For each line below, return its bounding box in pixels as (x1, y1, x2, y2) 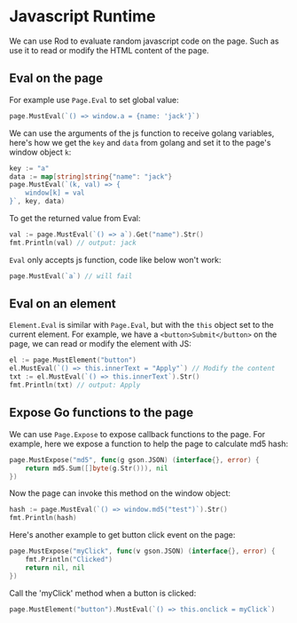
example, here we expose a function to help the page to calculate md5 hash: (9, 438, 289, 449)
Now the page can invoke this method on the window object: (9, 488, 231, 499)
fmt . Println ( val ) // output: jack (9, 238, 137, 247)
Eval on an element (9, 296, 117, 312)
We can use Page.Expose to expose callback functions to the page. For (9, 428, 266, 439)
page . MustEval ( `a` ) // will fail (9, 271, 133, 281)
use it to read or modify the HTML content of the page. (9, 44, 210, 55)
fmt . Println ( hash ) (9, 514, 77, 523)
